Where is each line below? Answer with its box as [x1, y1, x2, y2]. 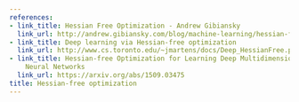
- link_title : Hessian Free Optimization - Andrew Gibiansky [9, 21, 241, 30]
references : [9, 12, 53, 22]
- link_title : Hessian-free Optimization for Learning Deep [9, 54, 238, 63]
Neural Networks [25, 63, 86, 72]
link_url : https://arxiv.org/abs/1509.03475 [17, 71, 185, 80]
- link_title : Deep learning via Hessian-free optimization [9, 37, 238, 47]
